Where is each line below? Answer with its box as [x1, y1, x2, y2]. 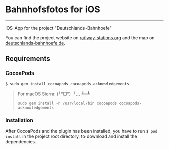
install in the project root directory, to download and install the [5, 133, 137, 139]
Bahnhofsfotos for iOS [5, 4, 100, 15]
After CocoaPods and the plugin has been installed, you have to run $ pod [5, 128, 158, 134]
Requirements [5, 54, 50, 63]
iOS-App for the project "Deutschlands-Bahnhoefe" [5, 25, 112, 31]
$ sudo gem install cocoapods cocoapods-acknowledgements [5, 81, 129, 86]
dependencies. [5, 138, 36, 144]
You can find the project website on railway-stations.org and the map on [5, 34, 155, 41]
